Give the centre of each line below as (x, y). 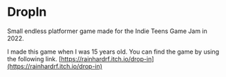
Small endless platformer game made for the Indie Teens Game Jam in (107, 31)
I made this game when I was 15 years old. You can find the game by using (113, 52)
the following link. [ (34, 58)
